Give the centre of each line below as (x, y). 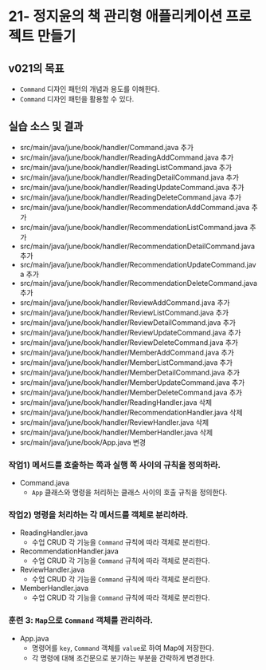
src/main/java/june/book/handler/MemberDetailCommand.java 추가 (130, 372)
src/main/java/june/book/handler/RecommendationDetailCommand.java (137, 246)
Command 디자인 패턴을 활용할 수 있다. (77, 99)
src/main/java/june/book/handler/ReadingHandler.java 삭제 (116, 402)
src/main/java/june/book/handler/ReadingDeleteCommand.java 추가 (130, 197)
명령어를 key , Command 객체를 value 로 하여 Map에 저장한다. (123, 648)
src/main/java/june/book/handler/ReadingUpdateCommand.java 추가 (132, 187)
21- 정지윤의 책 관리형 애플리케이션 (115, 16)
